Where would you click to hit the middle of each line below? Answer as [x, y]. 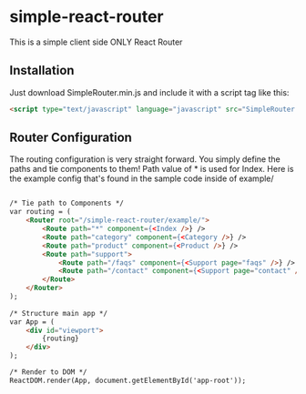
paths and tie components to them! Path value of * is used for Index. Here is [152, 169]
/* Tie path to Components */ [67, 203]
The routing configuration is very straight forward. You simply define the [145, 159]
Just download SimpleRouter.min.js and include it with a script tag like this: [149, 92]
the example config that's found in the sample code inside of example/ [142, 178]
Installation [42, 71]
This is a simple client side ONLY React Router [96, 42]
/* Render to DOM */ [49, 372]
